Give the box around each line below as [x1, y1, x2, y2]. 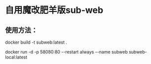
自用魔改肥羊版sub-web [5, 4, 104, 16]
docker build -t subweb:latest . [5, 39, 68, 45]
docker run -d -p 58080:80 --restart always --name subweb [5, 49, 128, 55]
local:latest [5, 54, 28, 60]
